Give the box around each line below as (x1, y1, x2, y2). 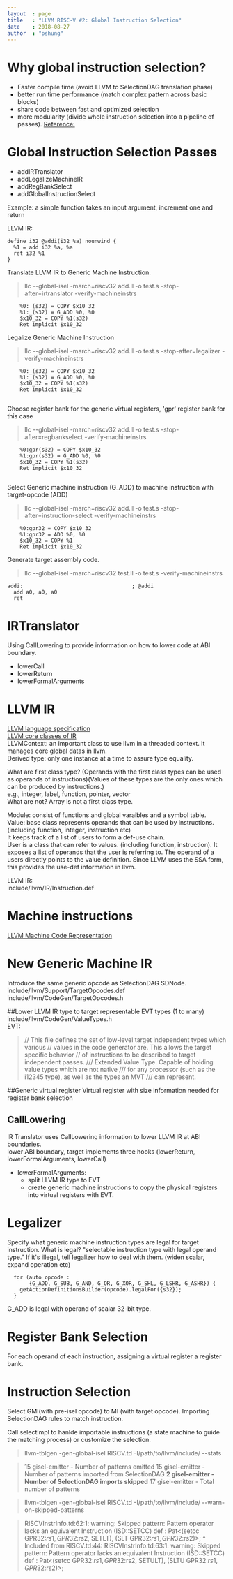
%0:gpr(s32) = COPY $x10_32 (19, 446, 101, 454)
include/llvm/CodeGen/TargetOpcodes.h (7, 993, 124, 1002)
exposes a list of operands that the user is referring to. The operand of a (7, 848, 214, 856)
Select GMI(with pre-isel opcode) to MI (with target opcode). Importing (7, 1407, 210, 1415)
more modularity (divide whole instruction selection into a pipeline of (17, 112, 214, 121)
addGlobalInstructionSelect (17, 190, 96, 198)
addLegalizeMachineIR (17, 175, 83, 184)
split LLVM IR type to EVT (27, 1175, 101, 1184)
